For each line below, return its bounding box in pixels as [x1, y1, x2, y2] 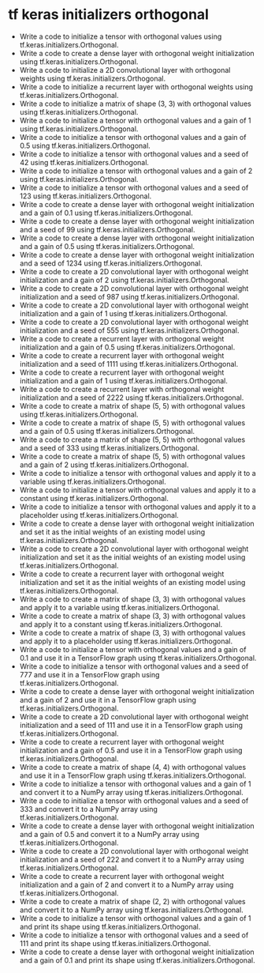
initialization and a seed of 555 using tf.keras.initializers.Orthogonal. [19, 326, 240, 335]
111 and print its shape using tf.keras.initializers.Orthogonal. [19, 938, 211, 948]
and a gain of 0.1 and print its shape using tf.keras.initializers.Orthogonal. [19, 955, 255, 965]
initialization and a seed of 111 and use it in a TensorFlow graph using [19, 720, 243, 730]
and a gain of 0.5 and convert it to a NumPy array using [19, 829, 199, 839]
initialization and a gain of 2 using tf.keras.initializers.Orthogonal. [19, 275, 230, 285]
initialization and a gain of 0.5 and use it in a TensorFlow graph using [19, 745, 243, 755]
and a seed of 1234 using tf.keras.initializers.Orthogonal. [19, 258, 203, 268]
